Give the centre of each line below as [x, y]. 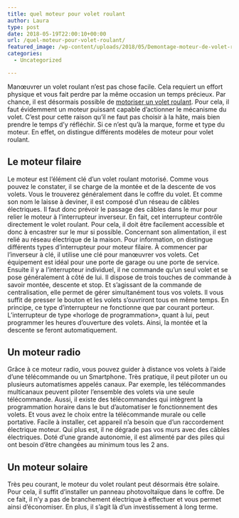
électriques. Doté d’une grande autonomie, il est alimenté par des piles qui [116, 437]
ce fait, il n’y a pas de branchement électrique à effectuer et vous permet [115, 500]
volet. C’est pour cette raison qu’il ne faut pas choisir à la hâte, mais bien [114, 117]
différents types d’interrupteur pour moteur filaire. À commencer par [107, 247]
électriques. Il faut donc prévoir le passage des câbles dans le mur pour [113, 209]
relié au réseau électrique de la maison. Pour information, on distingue [110, 239]
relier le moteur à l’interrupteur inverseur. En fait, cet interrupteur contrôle [115, 217]
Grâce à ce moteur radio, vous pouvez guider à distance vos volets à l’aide [117, 369]
